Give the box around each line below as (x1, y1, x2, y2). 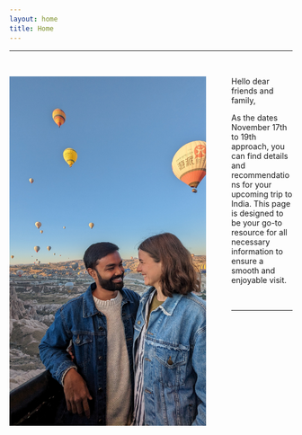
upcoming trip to (231, 189, 293, 200)
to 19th (231, 131, 257, 142)
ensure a (231, 255, 264, 266)
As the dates (231, 112, 279, 123)
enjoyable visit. (231, 274, 288, 285)
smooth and (231, 265, 276, 276)
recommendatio (231, 169, 290, 180)
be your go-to (231, 217, 283, 228)
